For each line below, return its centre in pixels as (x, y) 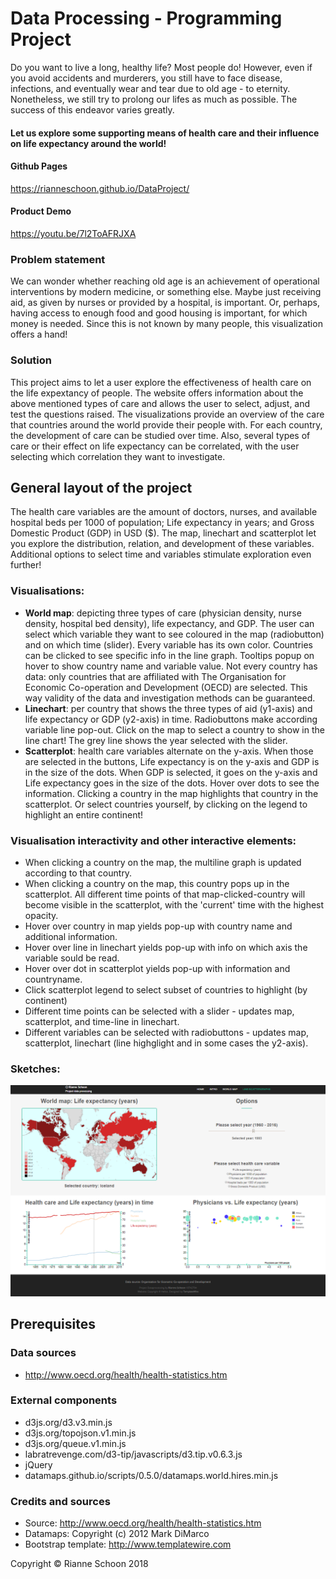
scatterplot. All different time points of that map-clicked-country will (165, 894)
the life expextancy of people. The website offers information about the (157, 393)
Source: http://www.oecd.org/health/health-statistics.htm (143, 1523)
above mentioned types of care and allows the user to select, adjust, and (160, 403)
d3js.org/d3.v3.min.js (68, 1422)
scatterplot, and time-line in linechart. (102, 1021)
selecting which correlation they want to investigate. (118, 456)
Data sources (43, 1353)
